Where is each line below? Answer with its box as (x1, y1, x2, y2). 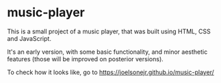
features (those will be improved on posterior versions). (7, 54, 164, 63)
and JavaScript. (7, 34, 51, 42)
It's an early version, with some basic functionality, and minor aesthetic (7, 48, 208, 56)
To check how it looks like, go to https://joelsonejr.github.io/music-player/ (7, 68, 214, 76)
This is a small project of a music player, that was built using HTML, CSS (7, 27, 211, 35)
